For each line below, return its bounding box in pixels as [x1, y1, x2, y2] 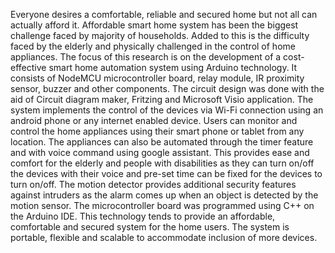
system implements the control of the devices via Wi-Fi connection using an [10, 104, 324, 116]
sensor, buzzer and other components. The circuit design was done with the [10, 83, 325, 94]
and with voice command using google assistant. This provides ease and [10, 147, 310, 158]
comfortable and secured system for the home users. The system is [10, 221, 290, 233]
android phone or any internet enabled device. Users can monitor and [10, 115, 298, 126]
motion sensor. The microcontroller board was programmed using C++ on [10, 200, 315, 211]
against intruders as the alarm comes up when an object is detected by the [10, 189, 319, 201]
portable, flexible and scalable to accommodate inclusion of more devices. [10, 232, 318, 243]
